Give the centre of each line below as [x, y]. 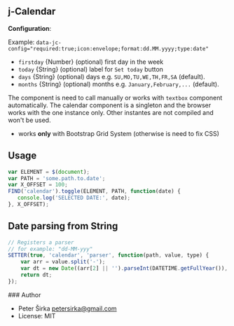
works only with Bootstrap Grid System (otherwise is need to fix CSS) [119, 133]
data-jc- [49, 42]
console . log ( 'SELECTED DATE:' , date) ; [74, 198]
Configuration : [30, 28]
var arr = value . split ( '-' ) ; [63, 262]
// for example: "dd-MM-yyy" [50, 249]
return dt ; [36, 275]
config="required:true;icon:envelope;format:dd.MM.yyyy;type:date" [109, 48]
